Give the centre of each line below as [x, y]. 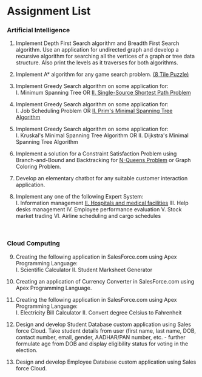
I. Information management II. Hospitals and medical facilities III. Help [102, 203]
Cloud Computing [33, 243]
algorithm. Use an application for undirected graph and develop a [97, 50]
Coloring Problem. [38, 167]
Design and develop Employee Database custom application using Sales [106, 362]
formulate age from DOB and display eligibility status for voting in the [102, 344]
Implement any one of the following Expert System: [79, 197]
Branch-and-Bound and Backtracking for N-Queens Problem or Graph [103, 160]
